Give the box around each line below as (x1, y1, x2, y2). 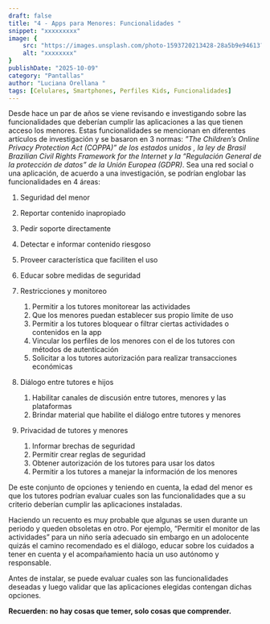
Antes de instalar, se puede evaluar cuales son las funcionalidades (8, 573, 229, 584)
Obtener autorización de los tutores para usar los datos (31, 458, 215, 468)
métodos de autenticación (31, 345, 119, 354)
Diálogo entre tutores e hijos (19, 378, 114, 387)
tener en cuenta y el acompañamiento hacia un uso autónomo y (8, 549, 219, 560)
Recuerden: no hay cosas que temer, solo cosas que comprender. (8, 606, 231, 616)
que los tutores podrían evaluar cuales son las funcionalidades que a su (8, 491, 246, 501)
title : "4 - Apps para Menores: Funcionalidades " (8, 19, 182, 27)
